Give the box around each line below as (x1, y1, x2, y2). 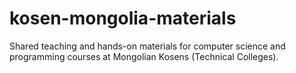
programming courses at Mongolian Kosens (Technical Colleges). (9, 50, 279, 62)
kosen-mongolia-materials (9, 7, 237, 30)
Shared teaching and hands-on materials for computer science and (9, 40, 286, 52)
